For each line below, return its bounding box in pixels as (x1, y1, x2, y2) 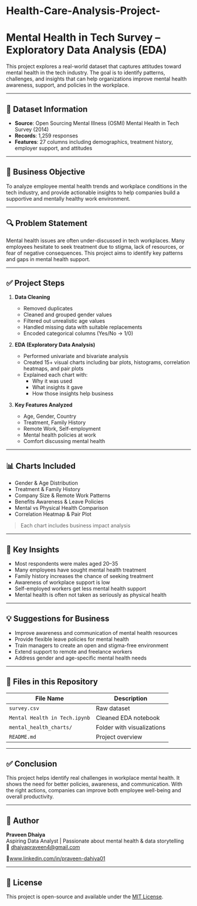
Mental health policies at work (23, 431, 97, 438)
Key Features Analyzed (14, 401, 73, 408)
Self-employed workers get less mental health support (14, 585, 147, 592)
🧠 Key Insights (6, 545, 60, 555)
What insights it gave (32, 384, 83, 391)
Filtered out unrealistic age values (23, 317, 106, 324)
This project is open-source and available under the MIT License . (6, 893, 164, 900)
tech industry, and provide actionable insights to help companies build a (6, 189, 180, 196)
